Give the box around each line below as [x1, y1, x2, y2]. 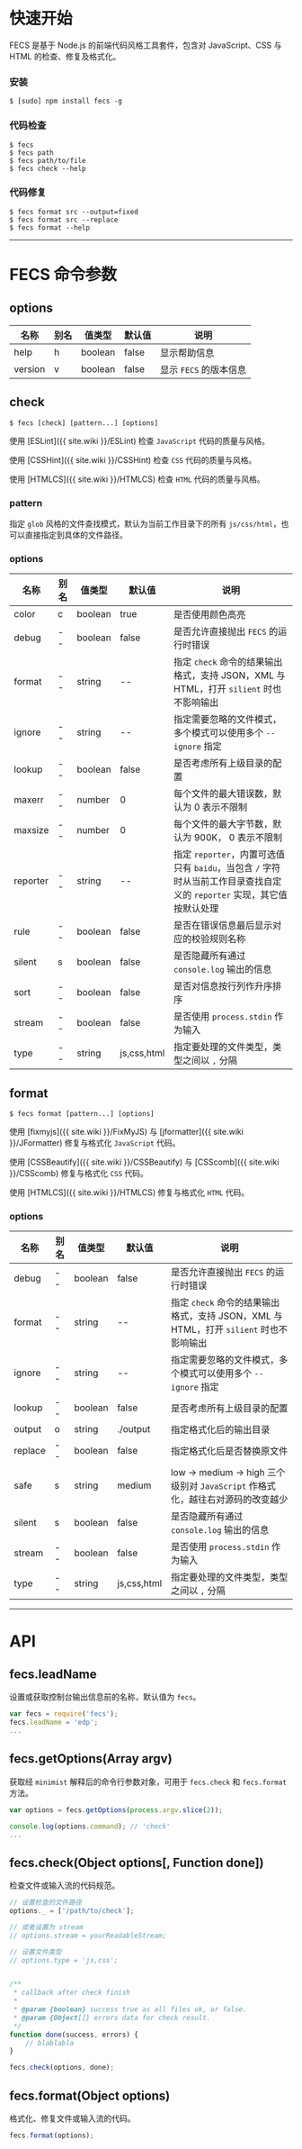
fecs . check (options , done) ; [9, 2063, 115, 2072]
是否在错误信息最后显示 [173, 920, 273, 932]
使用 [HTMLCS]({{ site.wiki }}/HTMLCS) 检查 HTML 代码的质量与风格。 [9, 474, 265, 485]
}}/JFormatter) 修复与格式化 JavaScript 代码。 [9, 1138, 181, 1148]
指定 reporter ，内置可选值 [173, 848, 286, 861]
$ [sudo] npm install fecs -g [9, 96, 123, 106]
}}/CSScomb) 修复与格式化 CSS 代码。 [9, 1168, 148, 1179]
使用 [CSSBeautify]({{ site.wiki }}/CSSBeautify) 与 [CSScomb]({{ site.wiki [9, 1156, 280, 1167]
